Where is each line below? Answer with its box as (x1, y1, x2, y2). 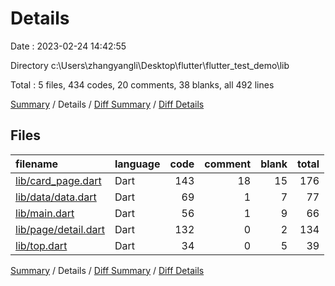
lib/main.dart (15, 206, 75, 220)
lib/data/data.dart (15, 190, 97, 204)
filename (15, 157, 59, 171)
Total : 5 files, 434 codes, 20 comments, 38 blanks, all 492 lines (10, 78, 275, 91)
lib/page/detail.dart (15, 222, 105, 236)
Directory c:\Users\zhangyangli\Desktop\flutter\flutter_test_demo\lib (10, 59, 290, 71)
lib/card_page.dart (15, 173, 102, 187)
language (114, 157, 161, 171)
